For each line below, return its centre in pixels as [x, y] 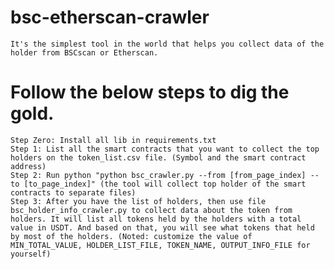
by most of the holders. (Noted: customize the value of [131, 236]
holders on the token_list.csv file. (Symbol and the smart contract [158, 157]
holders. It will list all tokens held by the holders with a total [156, 219]
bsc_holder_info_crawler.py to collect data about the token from [151, 210]
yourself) [31, 254]
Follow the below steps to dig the [150, 92]
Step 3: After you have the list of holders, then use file [138, 201]
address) [28, 166]
